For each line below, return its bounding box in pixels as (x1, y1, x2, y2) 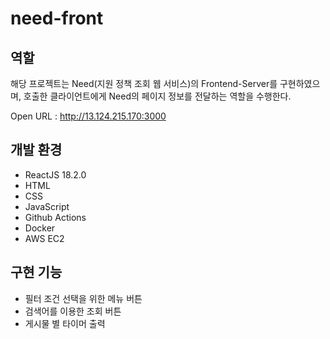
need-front (10, 7, 104, 30)
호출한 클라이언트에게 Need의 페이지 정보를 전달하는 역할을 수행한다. (23, 90, 292, 102)
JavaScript (24, 200, 70, 212)
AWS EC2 (24, 232, 65, 244)
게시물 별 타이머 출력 (24, 317, 106, 329)
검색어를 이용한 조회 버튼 (24, 305, 122, 317)
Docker (24, 222, 56, 234)
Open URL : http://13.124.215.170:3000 (10, 110, 167, 122)
